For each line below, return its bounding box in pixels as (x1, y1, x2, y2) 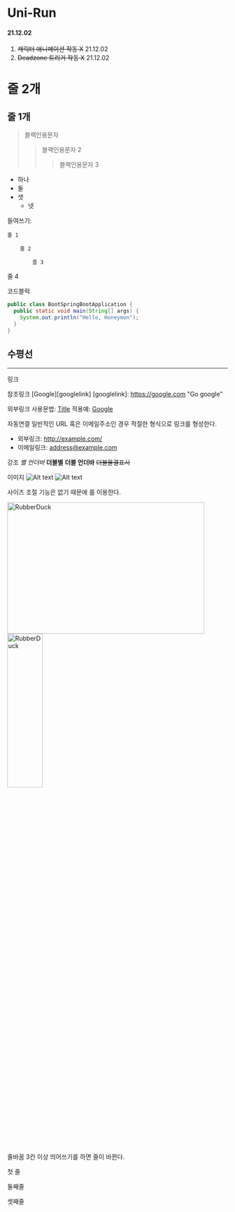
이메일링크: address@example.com (17, 443, 117, 451)
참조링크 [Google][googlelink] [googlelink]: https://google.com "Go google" (7, 390, 223, 398)
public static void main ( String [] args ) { (13, 308, 139, 315)
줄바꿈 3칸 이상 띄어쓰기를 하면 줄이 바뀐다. (7, 1152, 125, 1161)
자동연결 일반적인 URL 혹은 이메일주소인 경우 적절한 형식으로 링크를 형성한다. (7, 419, 217, 428)
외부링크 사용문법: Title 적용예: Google (7, 404, 113, 413)
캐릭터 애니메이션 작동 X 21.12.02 (17, 45, 108, 53)
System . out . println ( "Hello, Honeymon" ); (20, 314, 139, 322)
